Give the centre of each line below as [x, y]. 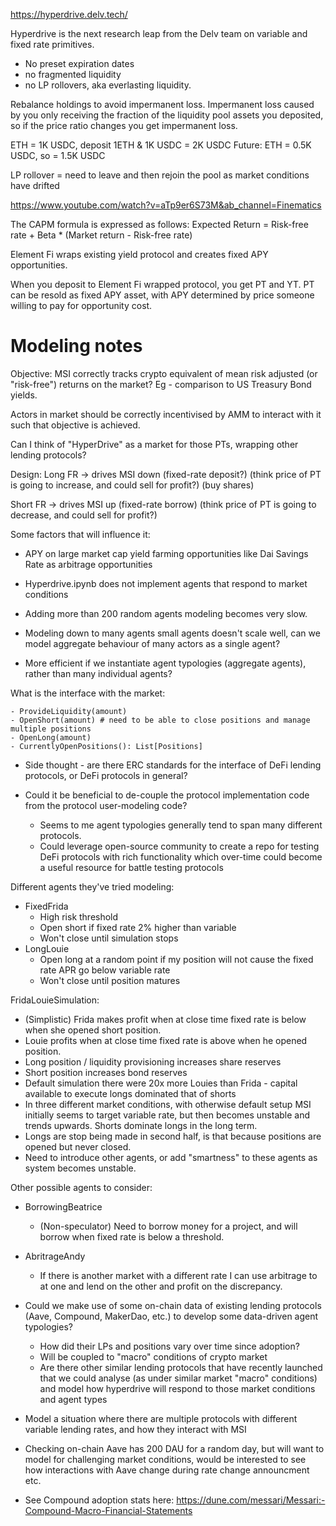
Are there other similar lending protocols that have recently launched [181, 1367]
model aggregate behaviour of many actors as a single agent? [152, 643]
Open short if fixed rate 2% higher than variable [138, 927]
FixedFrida [46, 906]
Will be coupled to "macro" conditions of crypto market [153, 1356]
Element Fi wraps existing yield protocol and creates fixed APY [139, 254]
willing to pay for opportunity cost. [81, 305]
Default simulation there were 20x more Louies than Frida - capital [161, 1083]
